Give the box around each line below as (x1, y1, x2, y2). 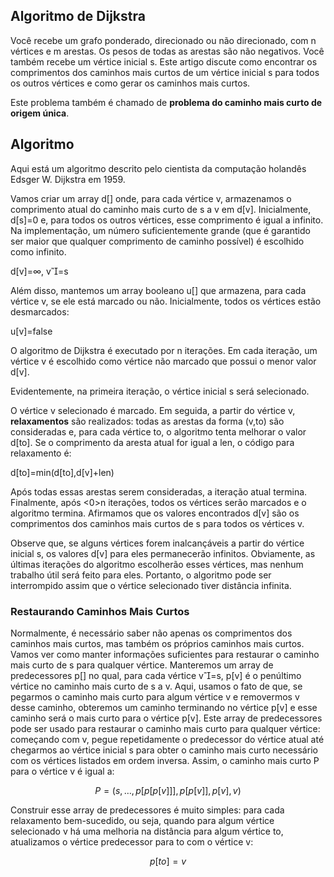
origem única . (10, 107, 70, 119)
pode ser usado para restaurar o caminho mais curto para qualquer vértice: (10, 722, 321, 734)
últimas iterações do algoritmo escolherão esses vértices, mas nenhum (10, 558, 304, 570)
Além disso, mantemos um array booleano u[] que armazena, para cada (10, 284, 307, 296)
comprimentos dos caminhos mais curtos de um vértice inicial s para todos (10, 66, 320, 78)
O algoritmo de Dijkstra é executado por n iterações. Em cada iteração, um (10, 344, 318, 356)
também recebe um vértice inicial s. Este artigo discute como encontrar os (10, 55, 318, 68)
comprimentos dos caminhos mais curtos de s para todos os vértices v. (10, 517, 305, 529)
